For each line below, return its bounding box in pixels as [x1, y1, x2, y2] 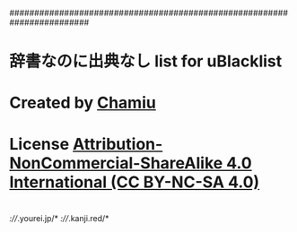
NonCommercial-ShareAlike [9, 152, 223, 173]
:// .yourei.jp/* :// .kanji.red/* [9, 212, 109, 223]
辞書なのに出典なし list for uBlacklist [9, 51, 283, 72]
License [9, 133, 70, 154]
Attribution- [73, 133, 163, 154]
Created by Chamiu [9, 93, 157, 113]
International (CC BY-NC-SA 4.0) [9, 172, 260, 192]
